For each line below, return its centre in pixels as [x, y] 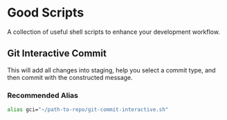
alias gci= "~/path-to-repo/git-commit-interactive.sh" [88, 110]
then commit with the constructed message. [70, 77]
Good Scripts [46, 13]
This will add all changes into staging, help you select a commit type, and [111, 70]
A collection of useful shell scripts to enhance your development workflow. [113, 32]
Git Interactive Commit [57, 53]
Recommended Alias [43, 95]
